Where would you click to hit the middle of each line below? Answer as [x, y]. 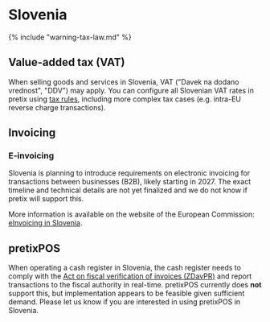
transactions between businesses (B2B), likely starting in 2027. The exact [130, 182]
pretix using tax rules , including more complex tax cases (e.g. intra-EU [125, 99]
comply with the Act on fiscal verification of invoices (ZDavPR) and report [130, 276]
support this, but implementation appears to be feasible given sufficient [127, 293]
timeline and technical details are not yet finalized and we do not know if [128, 190]
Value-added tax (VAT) [67, 62]
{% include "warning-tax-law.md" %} [70, 37]
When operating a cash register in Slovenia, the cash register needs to [125, 268]
